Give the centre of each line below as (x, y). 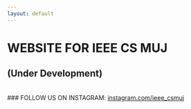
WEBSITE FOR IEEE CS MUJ (88, 48)
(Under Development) (55, 74)
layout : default (30, 14)
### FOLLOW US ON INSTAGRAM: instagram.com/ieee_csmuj (96, 97)
